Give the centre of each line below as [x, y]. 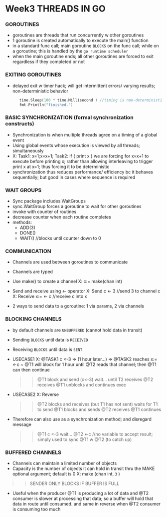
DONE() [28, 233]
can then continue [31, 369]
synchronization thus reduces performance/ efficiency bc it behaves [83, 172]
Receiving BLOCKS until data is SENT [47, 349]
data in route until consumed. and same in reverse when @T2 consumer [86, 504]
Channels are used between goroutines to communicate [70, 262]
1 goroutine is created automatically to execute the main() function [80, 40]
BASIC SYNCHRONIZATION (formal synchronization [69, 117]
